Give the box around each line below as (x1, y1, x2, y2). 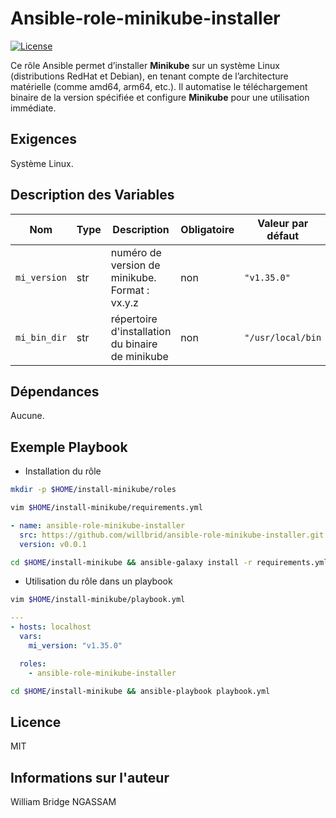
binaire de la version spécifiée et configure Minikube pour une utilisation (10, 91, 310, 103)
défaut (266, 228, 300, 242)
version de (110, 258, 161, 272)
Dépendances (10, 383, 100, 400)
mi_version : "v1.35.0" (28, 640, 123, 651)
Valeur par (257, 216, 309, 230)
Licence (10, 713, 62, 731)
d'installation (110, 324, 172, 338)
